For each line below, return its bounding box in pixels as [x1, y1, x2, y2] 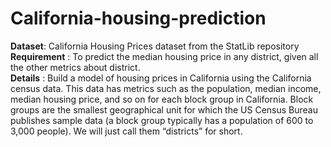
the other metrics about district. [10, 61, 141, 73]
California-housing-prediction [10, 7, 267, 30]
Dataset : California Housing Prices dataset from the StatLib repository [10, 40, 300, 52]
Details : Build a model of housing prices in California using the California [10, 72, 312, 84]
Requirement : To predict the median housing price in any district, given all [10, 50, 319, 62]
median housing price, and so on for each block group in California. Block [10, 93, 314, 105]
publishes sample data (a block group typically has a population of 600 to [10, 114, 314, 126]
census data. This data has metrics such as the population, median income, [10, 82, 322, 94]
